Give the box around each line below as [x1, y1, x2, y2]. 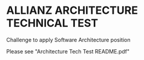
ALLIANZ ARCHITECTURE [6, 4, 138, 17]
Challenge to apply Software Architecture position [6, 36, 131, 43]
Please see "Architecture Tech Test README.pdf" [6, 47, 130, 55]
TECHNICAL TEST [6, 16, 99, 30]
